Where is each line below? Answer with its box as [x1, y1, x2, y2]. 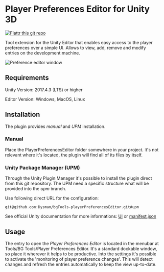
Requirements [5, 74, 49, 82]
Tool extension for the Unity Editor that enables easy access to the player [5, 39, 153, 45]
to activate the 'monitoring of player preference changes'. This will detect [5, 256, 153, 262]
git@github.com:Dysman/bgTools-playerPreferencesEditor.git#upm [5, 205, 139, 210]
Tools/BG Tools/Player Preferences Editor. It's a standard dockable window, [5, 246, 158, 251]
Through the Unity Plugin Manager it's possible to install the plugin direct [5, 175, 152, 181]
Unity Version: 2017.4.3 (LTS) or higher [5, 87, 83, 93]
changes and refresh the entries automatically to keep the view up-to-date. [5, 261, 157, 267]
